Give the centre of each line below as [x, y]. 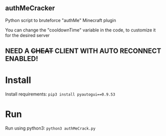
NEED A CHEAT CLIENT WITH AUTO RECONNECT [83, 51]
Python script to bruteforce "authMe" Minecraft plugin [61, 20]
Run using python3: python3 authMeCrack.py [50, 128]
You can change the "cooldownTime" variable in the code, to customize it [81, 30]
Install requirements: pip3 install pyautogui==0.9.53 [60, 94]
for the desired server [27, 35]
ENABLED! [22, 59]
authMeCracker [30, 8]
